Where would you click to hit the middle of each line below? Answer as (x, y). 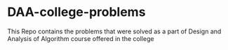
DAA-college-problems (76, 12)
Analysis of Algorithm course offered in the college (81, 38)
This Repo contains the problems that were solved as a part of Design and (114, 31)
